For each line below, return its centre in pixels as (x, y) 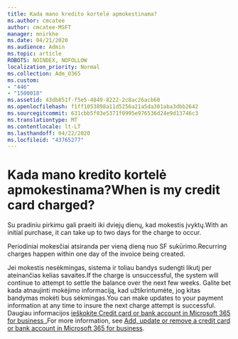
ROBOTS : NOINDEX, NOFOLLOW (47, 61)
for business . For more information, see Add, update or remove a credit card (119, 320)
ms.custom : (23, 80)
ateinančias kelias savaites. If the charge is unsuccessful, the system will (113, 276)
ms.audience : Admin (36, 47)
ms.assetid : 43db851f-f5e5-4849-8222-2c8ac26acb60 (84, 100)
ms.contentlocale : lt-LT (44, 126)
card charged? (51, 205)
